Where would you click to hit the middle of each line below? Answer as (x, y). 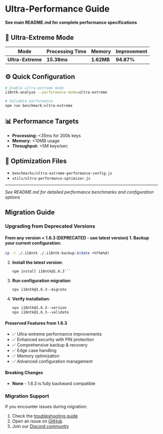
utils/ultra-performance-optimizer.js (51, 178)
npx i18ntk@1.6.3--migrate (39, 289)
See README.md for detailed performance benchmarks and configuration (79, 192)
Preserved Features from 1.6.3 (36, 323)
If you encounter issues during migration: (46, 407)
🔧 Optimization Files (36, 161)
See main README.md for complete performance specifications (71, 22)
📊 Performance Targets (42, 122)
